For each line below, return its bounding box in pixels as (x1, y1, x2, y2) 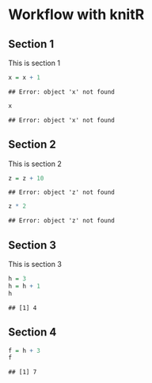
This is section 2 (8, 159, 62, 168)
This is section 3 (8, 260, 62, 269)
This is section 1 (8, 58, 61, 68)
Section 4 (8, 326, 57, 339)
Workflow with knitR (8, 6, 145, 24)
